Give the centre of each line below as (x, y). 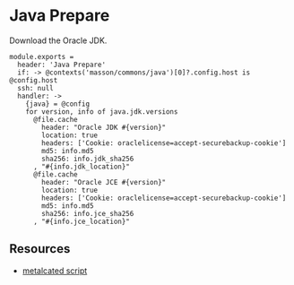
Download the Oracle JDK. (58, 40)
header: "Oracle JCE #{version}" (104, 182)
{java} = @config (58, 104)
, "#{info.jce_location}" (81, 221)
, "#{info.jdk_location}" (81, 167)
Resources (40, 249)
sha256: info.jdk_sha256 (88, 159)
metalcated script (55, 271)
